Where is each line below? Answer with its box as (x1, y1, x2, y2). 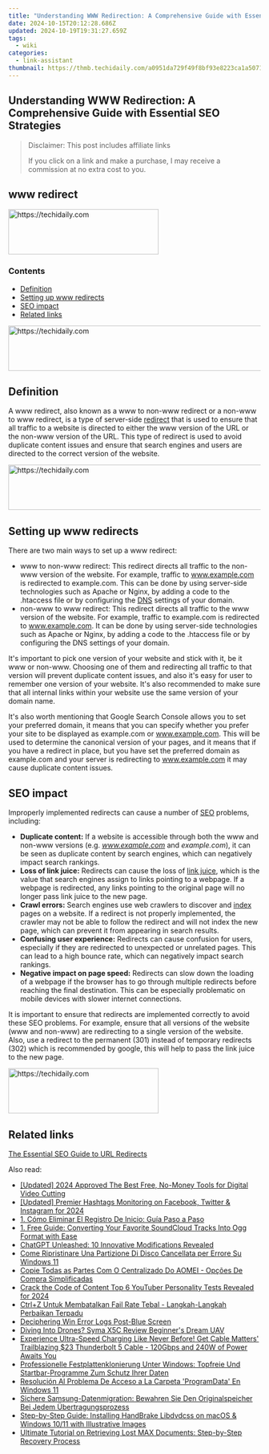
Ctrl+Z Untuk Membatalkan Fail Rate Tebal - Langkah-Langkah (19, 1299, 227, 1309)
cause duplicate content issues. (8, 763, 114, 773)
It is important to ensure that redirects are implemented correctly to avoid (8, 1010, 250, 1019)
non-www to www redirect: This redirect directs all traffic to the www (19, 604, 250, 614)
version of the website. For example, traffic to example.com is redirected (19, 612, 260, 623)
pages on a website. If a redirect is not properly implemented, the (19, 909, 236, 918)
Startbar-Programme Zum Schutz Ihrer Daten (19, 1367, 170, 1378)
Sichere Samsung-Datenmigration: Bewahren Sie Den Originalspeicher (19, 1393, 253, 1403)
